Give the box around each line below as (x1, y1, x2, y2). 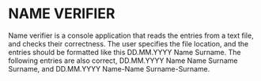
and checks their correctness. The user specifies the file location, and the (8, 39, 249, 48)
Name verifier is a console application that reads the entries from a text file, (8, 31, 255, 40)
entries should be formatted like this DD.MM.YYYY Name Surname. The (8, 47, 241, 57)
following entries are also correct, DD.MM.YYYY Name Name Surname (8, 56, 238, 65)
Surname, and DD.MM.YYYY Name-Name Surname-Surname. (8, 64, 210, 73)
